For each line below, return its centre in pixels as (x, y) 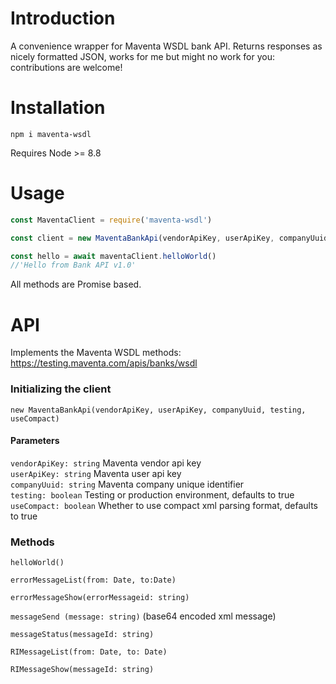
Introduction (63, 18)
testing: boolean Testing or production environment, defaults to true (152, 494)
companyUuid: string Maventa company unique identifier (127, 484)
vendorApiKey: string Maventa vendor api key (106, 463)
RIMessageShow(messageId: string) (82, 670)
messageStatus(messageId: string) (82, 635)
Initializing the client (61, 389)
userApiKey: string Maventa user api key (96, 473)
